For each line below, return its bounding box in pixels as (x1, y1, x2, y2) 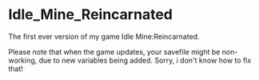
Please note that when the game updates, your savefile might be (8, 47, 221, 56)
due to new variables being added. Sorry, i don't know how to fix (38, 55, 252, 65)
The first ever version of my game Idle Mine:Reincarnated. (8, 32, 200, 41)
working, (8, 55, 38, 65)
